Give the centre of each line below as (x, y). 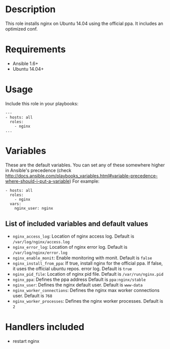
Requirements (36, 50)
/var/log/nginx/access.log (41, 242)
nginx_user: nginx (34, 208)
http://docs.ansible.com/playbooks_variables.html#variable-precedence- (82, 176)
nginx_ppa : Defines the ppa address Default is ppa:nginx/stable (79, 279)
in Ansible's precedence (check (38, 170)
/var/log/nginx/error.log (40, 253)
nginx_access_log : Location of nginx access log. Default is (73, 236)
